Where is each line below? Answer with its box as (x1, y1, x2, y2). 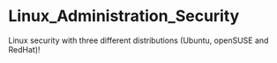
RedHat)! (8, 44, 41, 54)
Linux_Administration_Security (8, 6, 240, 26)
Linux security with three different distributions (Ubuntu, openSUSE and (8, 35, 269, 45)
